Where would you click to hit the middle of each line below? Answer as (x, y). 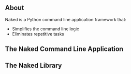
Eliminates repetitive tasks (38, 34)
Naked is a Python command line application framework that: (66, 19)
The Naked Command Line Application (64, 49)
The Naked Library (33, 65)
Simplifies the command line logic (46, 29)
